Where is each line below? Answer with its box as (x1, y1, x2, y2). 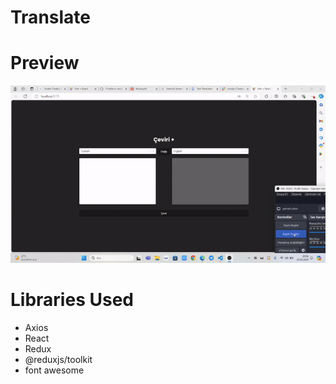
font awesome (24, 364, 85, 376)
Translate (10, 6, 91, 29)
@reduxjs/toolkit (24, 353, 93, 365)
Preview (10, 52, 80, 75)
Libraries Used (10, 289, 134, 311)
